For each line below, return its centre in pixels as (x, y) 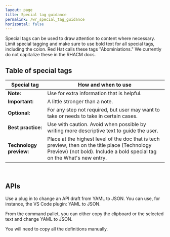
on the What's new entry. (77, 158)
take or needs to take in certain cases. (93, 116)
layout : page (19, 10)
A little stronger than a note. (80, 102)
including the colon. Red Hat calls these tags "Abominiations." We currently (83, 49)
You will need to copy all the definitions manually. (57, 229)
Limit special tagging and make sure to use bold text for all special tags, (80, 44)
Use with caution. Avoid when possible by (97, 125)
